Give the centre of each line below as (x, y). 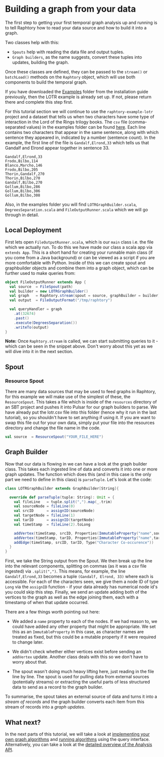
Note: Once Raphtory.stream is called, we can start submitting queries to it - (82, 341)
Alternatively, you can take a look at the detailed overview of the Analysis (79, 744)
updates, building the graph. (41, 62)
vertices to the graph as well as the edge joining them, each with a (72, 597)
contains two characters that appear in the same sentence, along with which (82, 132)
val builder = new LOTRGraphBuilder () (49, 291)
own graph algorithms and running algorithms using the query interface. (78, 739)
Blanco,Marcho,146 (24, 165)
